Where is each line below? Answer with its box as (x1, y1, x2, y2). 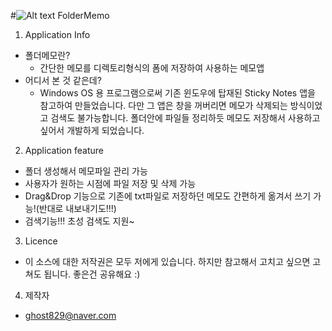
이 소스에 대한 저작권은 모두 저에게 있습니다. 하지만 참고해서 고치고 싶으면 (24, 256, 311, 267)
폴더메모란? (24, 50, 71, 61)
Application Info (24, 29, 91, 40)
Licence (24, 235, 58, 247)
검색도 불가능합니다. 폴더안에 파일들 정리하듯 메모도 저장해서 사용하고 (50, 112, 321, 124)
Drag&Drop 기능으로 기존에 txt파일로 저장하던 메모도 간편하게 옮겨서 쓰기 (24, 190, 312, 202)
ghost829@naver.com (24, 310, 117, 321)
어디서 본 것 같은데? (24, 75, 102, 86)
